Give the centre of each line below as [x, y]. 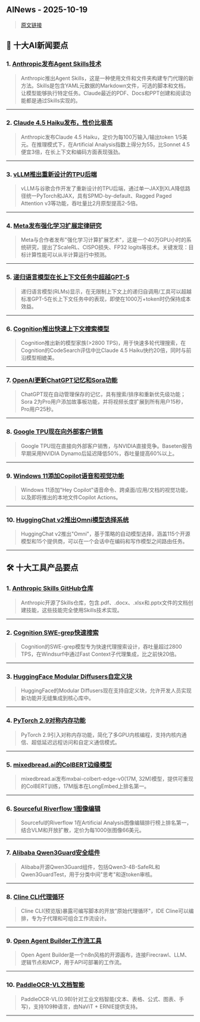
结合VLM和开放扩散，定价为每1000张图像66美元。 [82, 830]
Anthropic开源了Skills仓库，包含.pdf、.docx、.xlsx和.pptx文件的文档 [104, 602]
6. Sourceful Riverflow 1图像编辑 [53, 808]
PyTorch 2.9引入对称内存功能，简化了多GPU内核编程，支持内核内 [101, 734]
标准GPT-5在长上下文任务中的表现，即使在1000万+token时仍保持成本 [106, 299]
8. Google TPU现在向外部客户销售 [55, 432]
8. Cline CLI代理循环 [35, 897]
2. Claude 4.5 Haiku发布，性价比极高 [60, 123]
